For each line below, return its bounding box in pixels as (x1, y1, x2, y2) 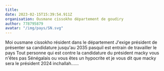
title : (5, 7, 19, 12)
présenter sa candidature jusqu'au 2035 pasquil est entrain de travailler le (5, 45, 157, 51)
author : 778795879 (5, 21, 43, 26)
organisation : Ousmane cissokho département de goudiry (5, 16, 124, 21)
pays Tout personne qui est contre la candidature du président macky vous (5, 50, 160, 56)
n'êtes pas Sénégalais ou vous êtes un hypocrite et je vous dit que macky (5, 55, 157, 61)
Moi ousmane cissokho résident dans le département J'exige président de (5, 39, 158, 45)
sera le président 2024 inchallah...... (5, 61, 79, 67)
